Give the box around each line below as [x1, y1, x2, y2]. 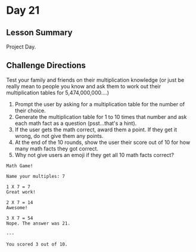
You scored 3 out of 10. [6, 241, 68, 247]
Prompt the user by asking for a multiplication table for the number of [14, 100, 185, 107]
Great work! [6, 189, 36, 195]
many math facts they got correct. [14, 145, 99, 152]
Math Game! [6, 162, 33, 169]
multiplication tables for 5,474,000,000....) [6, 89, 109, 96]
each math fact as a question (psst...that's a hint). [14, 119, 137, 127]
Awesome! [6, 204, 28, 211]
